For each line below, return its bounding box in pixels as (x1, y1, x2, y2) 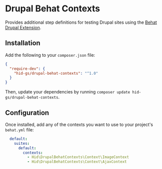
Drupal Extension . (5, 24, 41, 30)
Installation (5, 39, 40, 47)
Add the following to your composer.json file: (5, 52, 95, 58)
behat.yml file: (5, 127, 34, 132)
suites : (14, 141, 30, 146)
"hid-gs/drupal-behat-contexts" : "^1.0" (14, 71, 98, 76)
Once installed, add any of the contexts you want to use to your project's (5, 122, 153, 127)
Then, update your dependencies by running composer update (5, 89, 130, 95)
